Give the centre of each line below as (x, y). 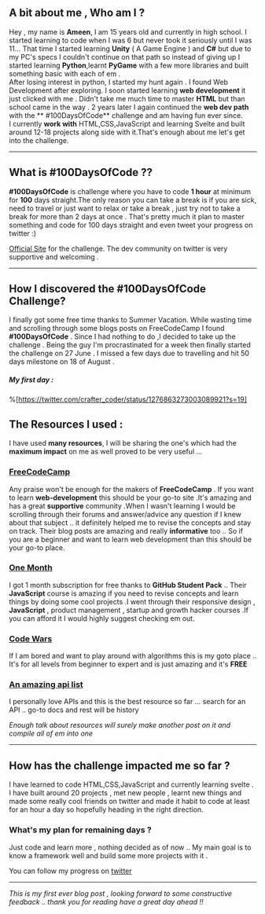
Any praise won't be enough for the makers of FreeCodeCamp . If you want (131, 489)
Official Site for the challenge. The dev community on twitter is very (118, 248)
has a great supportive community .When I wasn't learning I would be (122, 505)
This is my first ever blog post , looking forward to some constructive (121, 893)
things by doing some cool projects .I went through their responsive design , (132, 601)
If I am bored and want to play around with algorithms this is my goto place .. (133, 656)
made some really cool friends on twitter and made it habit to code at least (129, 802)
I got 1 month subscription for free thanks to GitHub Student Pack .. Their (128, 585)
